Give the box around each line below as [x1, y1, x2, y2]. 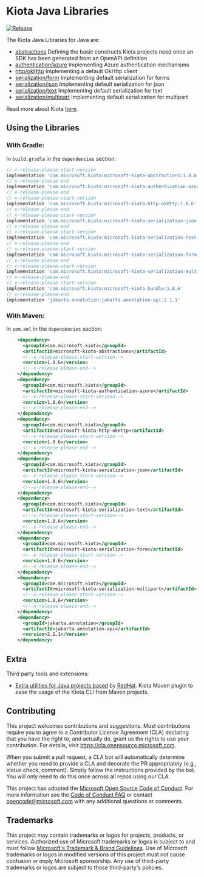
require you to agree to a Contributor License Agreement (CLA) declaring [6, 728, 189, 736]
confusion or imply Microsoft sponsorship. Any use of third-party [6, 857, 169, 864]
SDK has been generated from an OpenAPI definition [15, 54, 148, 62]
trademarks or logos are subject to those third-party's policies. [6, 864, 163, 871]
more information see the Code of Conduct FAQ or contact [6, 791, 153, 798]
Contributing [6, 706, 56, 716]
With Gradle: [6, 141, 44, 150]
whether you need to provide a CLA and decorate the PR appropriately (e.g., [6, 759, 197, 767]
